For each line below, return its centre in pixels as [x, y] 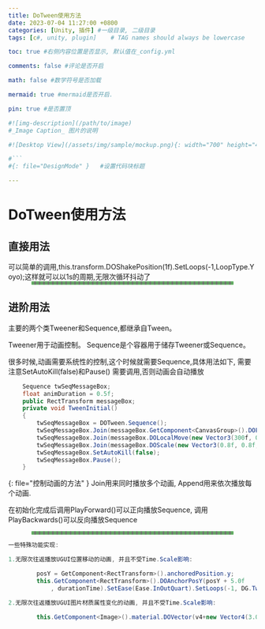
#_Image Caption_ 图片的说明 [53, 130]
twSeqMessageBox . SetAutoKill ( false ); [98, 452]
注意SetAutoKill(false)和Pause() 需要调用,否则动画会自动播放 [106, 371]
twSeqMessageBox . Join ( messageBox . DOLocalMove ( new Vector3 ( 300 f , [144, 438]
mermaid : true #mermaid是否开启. [61, 95]
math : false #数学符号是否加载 [55, 81]
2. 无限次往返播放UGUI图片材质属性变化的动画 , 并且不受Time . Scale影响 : [112, 603]
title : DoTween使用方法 [45, 15]
